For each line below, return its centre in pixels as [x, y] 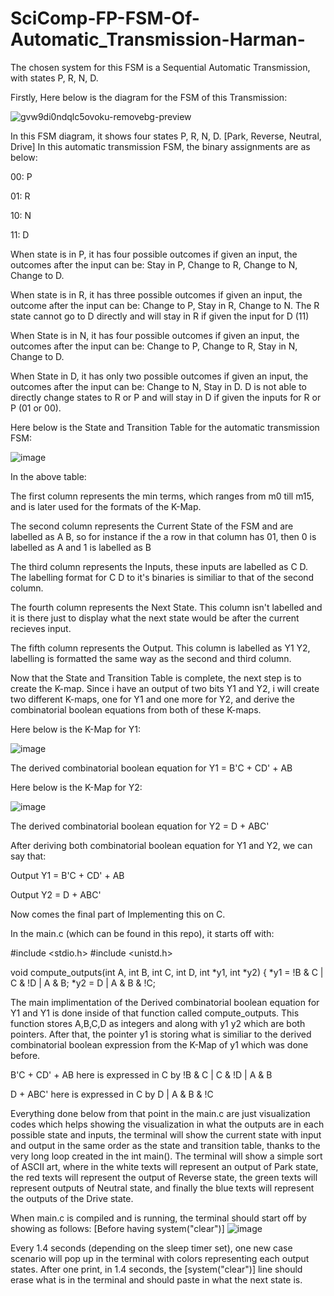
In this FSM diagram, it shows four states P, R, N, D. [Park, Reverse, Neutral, [166, 136]
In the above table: [48, 476]
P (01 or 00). [36, 408]
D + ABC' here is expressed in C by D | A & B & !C [112, 1094]
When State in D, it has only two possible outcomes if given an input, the [159, 376]
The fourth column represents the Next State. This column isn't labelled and [166, 607]
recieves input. [41, 628]
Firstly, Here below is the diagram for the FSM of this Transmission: [149, 97]
